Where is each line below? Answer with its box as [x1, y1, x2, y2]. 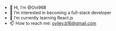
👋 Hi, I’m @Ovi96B [9, 5, 47, 10]
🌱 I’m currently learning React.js [9, 15, 73, 20]
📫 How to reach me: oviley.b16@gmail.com [9, 20, 97, 26]
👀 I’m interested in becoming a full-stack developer [9, 10, 112, 15]
